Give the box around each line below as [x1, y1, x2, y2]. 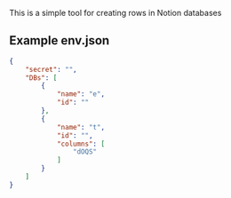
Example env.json [9, 33, 110, 48]
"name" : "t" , [56, 123, 105, 131]
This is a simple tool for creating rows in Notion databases [9, 8, 222, 18]
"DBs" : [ [25, 73, 58, 83]
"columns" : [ [56, 139, 105, 148]
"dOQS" [72, 147, 98, 156]
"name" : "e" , [56, 90, 105, 99]
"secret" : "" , [25, 65, 77, 74]
